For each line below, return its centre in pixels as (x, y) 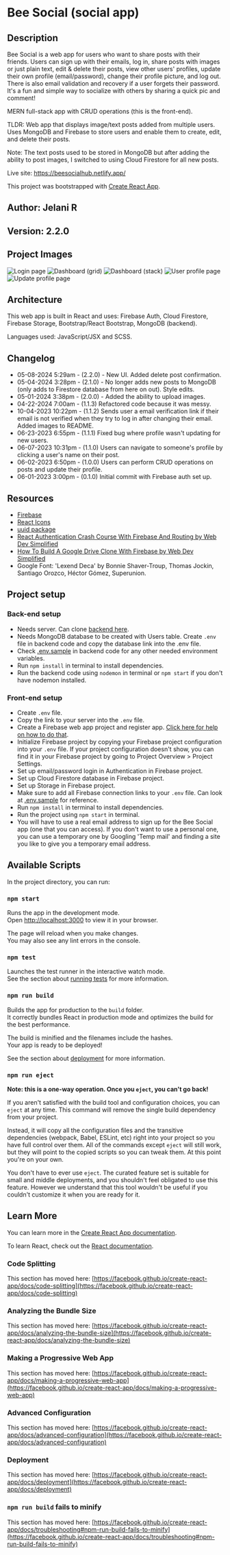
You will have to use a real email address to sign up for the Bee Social (115, 822)
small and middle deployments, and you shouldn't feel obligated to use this (113, 1180)
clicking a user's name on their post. (68, 455)
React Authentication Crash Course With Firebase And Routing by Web (117, 537)
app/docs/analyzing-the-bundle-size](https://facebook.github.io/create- (110, 1333)
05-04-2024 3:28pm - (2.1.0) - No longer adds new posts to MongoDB (117, 382)
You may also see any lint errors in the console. (74, 941)
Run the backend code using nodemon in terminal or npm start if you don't (120, 672)
